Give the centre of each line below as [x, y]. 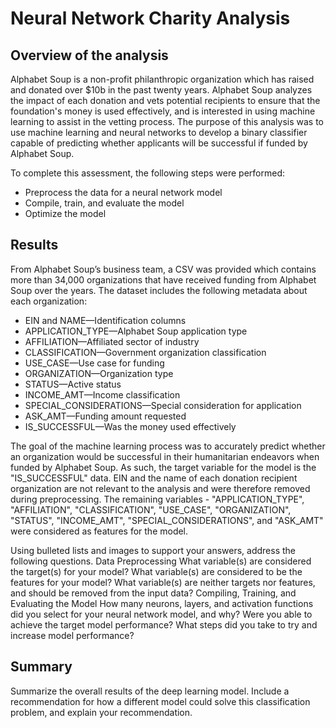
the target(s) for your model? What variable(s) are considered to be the [156, 571]
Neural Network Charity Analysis [150, 18]
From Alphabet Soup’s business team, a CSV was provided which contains [163, 269]
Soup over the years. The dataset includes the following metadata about [159, 290]
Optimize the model [65, 213]
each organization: [49, 301]
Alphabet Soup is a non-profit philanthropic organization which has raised [162, 79]
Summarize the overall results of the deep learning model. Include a [150, 691]
